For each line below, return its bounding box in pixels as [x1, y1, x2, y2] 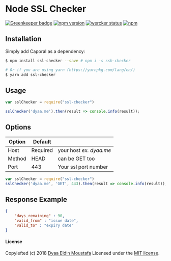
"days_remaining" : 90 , [14, 214, 65, 219]
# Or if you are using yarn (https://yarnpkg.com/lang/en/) [5, 67, 136, 72]
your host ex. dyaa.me [58, 146, 111, 153]
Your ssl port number [58, 163, 108, 170]
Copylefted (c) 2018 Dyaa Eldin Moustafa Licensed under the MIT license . [5, 250, 160, 256]
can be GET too [58, 155, 95, 162]
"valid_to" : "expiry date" [14, 223, 74, 228]
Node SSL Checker [5, 3, 87, 15]
